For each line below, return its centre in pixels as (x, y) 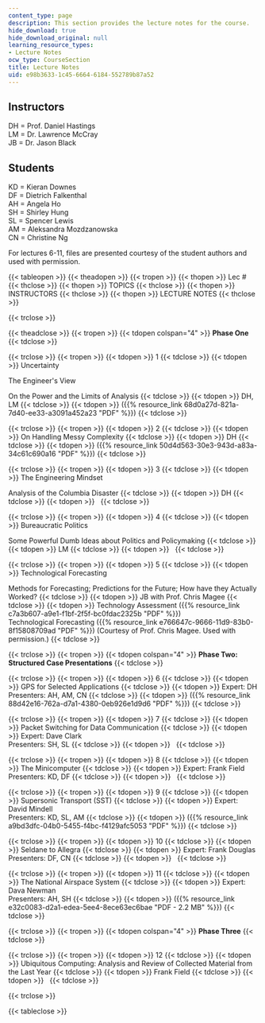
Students (31, 168)
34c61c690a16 (32, 454)
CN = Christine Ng (38, 238)
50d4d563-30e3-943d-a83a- (208, 445)
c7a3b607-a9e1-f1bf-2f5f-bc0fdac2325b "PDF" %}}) (95, 614)
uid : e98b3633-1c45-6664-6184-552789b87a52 (81, 75)
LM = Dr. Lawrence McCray (53, 134)
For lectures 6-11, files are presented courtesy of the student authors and (128, 253)
